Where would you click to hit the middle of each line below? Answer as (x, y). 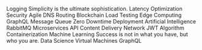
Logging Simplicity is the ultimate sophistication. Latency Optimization (95, 9)
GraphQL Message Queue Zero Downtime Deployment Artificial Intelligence (101, 21)
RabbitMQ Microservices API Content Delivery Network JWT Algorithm (96, 28)
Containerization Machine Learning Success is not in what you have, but (97, 34)
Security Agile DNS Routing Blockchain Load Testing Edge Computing (94, 15)
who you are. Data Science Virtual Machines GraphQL (74, 41)
